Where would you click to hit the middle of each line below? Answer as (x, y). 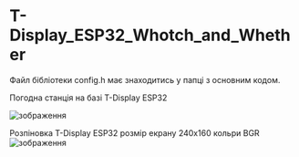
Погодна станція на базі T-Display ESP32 (88, 98)
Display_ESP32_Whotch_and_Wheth (150, 35)
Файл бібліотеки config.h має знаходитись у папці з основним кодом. (145, 79)
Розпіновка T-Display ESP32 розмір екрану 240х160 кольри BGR (134, 132)
